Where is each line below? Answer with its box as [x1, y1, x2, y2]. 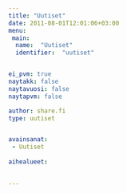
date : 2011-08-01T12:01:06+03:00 [8, 19, 120, 27]
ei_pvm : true [8, 70, 52, 78]
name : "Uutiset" [15, 41, 73, 49]
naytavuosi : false [8, 85, 69, 93]
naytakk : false [8, 77, 59, 85]
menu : [8, 26, 26, 34]
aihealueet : [8, 158, 48, 166]
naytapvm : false [8, 93, 62, 100]
